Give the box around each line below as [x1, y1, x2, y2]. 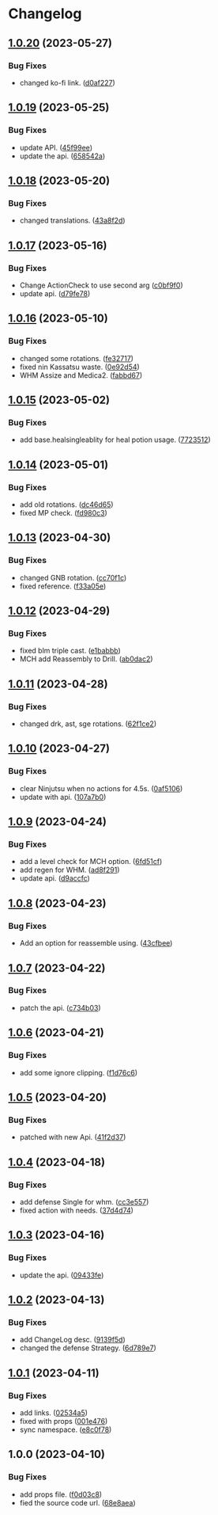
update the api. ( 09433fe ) [19, 1270, 104, 1280]
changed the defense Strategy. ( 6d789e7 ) [19, 1343, 156, 1353]
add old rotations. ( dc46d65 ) [19, 500, 114, 509]
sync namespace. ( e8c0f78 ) [19, 1425, 112, 1434]
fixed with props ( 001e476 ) [19, 1416, 108, 1426]
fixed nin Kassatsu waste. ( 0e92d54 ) [19, 362, 140, 371]
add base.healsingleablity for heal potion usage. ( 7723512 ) [19, 435, 211, 444]
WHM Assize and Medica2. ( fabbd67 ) [19, 370, 143, 380]
